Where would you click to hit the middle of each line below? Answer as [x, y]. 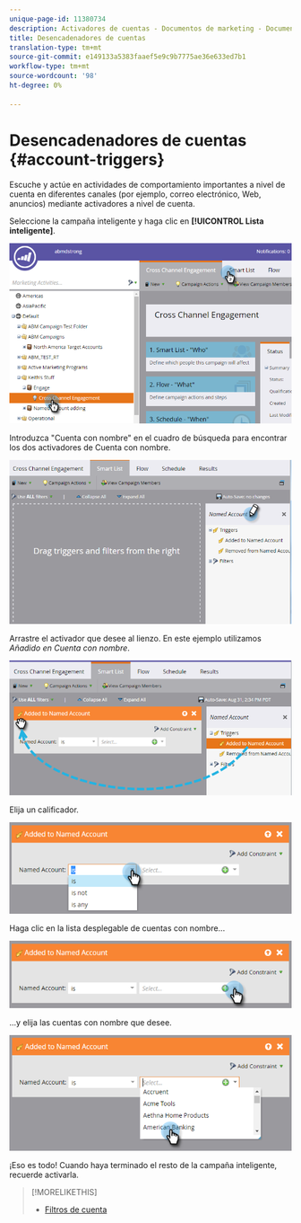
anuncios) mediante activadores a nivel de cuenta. [102, 203]
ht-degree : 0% [36, 85]
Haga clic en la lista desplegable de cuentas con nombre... [117, 928]
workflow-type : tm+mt [50, 66]
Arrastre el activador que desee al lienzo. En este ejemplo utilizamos [135, 639]
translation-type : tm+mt [56, 48]
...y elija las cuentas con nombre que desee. [90, 1023]
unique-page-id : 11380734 [57, 19]
